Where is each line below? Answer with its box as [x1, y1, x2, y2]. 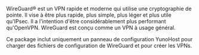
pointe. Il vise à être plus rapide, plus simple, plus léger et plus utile [6, 11, 172, 19]
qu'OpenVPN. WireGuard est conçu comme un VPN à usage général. [6, 24, 176, 31]
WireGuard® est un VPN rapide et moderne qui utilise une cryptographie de [6, 5, 192, 12]
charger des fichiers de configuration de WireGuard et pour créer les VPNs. [6, 42, 192, 49]
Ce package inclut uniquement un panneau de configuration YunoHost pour [6, 36, 193, 42]
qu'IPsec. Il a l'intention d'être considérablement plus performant [6, 18, 166, 25]
